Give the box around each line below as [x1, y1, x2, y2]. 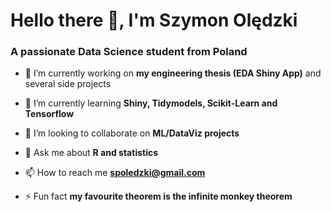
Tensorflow [24, 108, 75, 120]
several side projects [24, 78, 112, 90]
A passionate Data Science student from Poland [10, 45, 248, 59]
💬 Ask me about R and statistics [24, 147, 159, 159]
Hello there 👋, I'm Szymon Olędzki [10, 9, 298, 32]
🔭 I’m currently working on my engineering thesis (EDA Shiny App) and [24, 67, 322, 79]
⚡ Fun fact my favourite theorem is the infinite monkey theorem [24, 190, 293, 203]
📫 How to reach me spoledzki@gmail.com [24, 167, 206, 179]
